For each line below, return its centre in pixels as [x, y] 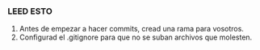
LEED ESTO [30, 11]
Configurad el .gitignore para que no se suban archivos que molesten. [136, 37]
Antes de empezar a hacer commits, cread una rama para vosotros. [131, 29]
